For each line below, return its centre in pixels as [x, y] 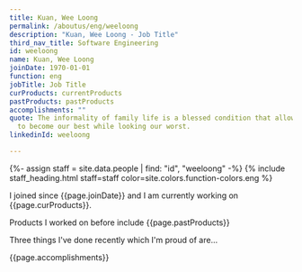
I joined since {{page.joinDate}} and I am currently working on [124, 195]
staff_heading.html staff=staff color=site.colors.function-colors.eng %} [141, 177]
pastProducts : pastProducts [62, 101]
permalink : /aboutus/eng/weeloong [74, 26]
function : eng [36, 77]
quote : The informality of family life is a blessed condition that [140, 118]
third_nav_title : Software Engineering [84, 43]
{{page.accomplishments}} [59, 257]
